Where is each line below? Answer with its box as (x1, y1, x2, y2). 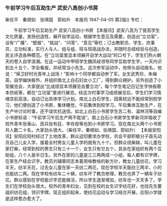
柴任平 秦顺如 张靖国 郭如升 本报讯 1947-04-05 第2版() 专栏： (5, 16, 144, 23)
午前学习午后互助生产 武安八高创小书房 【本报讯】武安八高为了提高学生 (13, 27, 160, 33)
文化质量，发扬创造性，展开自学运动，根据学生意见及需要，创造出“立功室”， (5, 33, 162, 39)
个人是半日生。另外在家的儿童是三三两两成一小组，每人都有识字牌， (22, 152, 162, 158)
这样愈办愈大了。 (9, 196, 45, 202)
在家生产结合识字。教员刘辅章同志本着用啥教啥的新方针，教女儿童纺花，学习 (5, 158, 162, 164)
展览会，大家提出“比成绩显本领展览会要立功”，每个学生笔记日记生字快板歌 (9, 83, 162, 89)
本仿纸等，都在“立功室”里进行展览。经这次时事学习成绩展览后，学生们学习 (5, 90, 158, 96)
